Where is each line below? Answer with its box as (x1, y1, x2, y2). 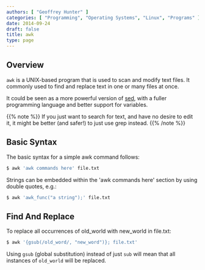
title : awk (6, 32, 34, 38)
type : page (6, 37, 34, 43)
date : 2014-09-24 (6, 20, 51, 26)
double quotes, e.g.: (6, 183, 57, 190)
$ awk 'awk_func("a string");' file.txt (6, 194, 111, 200)
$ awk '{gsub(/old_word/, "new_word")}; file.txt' (6, 239, 138, 246)
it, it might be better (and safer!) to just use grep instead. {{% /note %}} (6, 119, 186, 126)
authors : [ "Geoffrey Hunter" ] (6, 9, 88, 15)
